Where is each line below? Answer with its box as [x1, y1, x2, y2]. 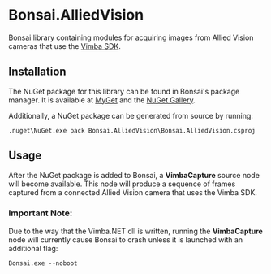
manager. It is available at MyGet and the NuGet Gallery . [8, 95, 196, 105]
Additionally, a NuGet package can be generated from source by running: [8, 111, 254, 120]
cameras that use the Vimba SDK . [8, 41, 122, 50]
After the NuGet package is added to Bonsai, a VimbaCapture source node [8, 170, 260, 180]
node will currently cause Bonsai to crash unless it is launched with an [8, 234, 243, 245]
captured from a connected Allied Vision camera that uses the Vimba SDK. [8, 187, 258, 197]
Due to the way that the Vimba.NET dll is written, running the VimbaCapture [8, 226, 264, 236]
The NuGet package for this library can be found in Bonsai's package [8, 86, 240, 96]
